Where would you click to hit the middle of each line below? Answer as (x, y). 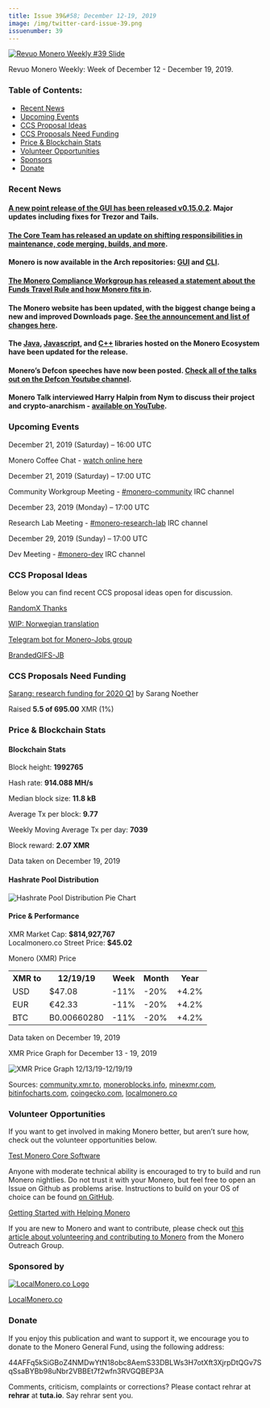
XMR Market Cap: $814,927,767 (62, 934)
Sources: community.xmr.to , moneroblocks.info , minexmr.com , (112, 1084)
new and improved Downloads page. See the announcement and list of (129, 316)
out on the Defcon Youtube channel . (70, 379)
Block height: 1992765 (46, 767)
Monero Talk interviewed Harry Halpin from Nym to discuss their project (132, 397)
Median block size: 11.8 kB (52, 798)
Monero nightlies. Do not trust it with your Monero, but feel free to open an (132, 1180)
